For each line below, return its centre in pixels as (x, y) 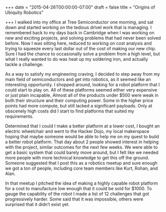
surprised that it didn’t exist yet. (37, 204)
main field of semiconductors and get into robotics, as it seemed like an (78, 79)
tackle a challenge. (24, 64)
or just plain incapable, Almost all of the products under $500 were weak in (82, 95)
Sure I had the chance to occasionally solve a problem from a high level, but (83, 54)
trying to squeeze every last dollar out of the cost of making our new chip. (81, 49)
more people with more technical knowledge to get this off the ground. (77, 158)
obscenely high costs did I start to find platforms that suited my (70, 111)
